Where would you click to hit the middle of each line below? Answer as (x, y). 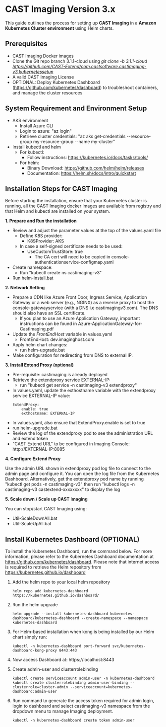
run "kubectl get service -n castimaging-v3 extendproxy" (78, 385)
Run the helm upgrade (35, 605)
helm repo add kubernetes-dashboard (50, 591)
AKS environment (30, 120)
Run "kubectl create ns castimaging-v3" (61, 273)
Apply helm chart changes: (40, 345)
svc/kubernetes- (129, 646)
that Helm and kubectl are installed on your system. (58, 211)
